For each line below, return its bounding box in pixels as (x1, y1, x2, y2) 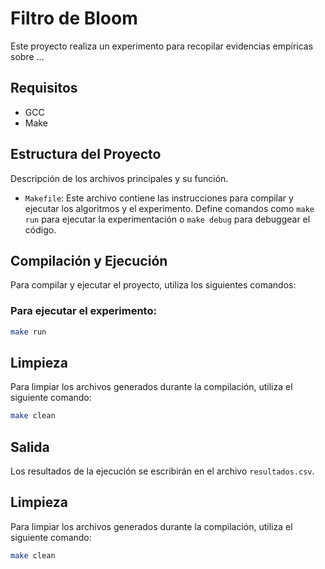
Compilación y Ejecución (10, 252, 168, 269)
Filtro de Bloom (10, 7, 138, 30)
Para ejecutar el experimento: (10, 304, 157, 318)
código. (24, 223, 57, 236)
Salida (10, 438, 50, 456)
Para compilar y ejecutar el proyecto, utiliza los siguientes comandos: (10, 279, 297, 291)
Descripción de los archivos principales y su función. (10, 172, 229, 184)
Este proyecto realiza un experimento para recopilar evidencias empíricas (10, 40, 314, 52)
